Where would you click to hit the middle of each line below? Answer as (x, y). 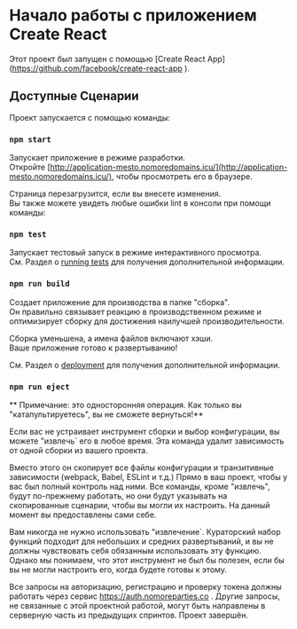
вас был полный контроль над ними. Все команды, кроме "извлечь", (140, 486)
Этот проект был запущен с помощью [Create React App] (117, 59)
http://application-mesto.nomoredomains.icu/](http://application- (169, 167)
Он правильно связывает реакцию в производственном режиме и (135, 311)
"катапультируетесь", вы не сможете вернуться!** (106, 414)
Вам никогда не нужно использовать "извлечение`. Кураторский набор (145, 531)
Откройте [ (30, 167)
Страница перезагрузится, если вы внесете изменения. (115, 194)
